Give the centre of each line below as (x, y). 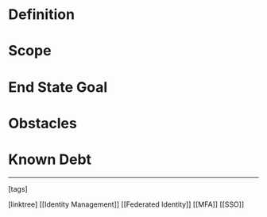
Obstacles (43, 123)
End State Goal (58, 87)
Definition (42, 15)
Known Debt (50, 159)
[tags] (18, 188)
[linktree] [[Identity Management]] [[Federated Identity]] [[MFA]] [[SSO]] (126, 204)
